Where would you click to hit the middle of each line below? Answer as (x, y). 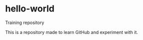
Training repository (25, 22)
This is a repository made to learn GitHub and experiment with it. (72, 32)
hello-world (30, 9)
